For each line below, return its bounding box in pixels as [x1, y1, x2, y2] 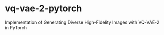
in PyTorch [5, 24, 27, 30]
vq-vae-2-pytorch [5, 3, 82, 14]
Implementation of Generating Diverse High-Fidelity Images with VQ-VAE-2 [5, 19, 160, 25]
